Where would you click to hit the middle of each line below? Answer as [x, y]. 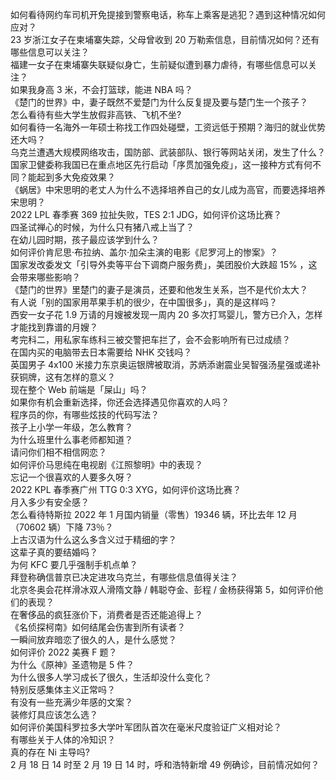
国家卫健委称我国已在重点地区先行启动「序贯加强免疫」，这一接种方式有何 [161, 164]
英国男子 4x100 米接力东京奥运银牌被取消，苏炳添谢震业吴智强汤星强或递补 [165, 364]
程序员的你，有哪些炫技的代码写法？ [85, 414]
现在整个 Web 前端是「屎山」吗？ [79, 389]
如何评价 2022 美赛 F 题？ [64, 652]
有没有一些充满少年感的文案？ [71, 702]
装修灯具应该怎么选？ [54, 714]
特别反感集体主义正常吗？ [63, 689]
